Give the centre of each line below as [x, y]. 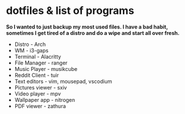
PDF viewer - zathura [40, 106]
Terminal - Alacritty [38, 56]
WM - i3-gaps [31, 50]
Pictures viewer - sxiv [41, 87]
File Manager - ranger [41, 63]
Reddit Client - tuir [37, 75]
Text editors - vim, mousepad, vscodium [63, 81]
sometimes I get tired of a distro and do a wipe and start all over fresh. [93, 33]
